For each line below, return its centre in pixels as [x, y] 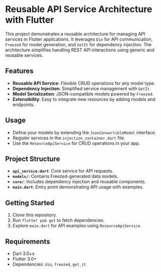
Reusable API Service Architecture [79, 9]
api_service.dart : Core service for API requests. [63, 171]
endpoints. [24, 105]
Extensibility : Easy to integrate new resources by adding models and [84, 99]
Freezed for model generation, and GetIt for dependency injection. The [78, 44]
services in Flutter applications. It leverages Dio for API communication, [79, 39]
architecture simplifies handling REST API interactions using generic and [80, 50]
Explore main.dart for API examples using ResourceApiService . [77, 226]
